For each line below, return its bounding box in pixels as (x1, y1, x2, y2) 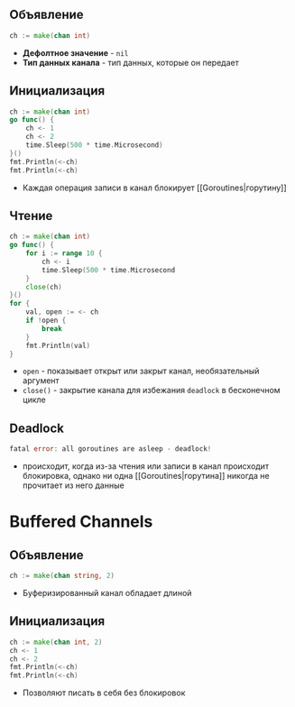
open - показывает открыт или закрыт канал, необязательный (22, 365, 260, 377)
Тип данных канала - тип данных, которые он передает (22, 57, 239, 68)
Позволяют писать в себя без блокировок (22, 687, 186, 698)
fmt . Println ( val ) (25, 341, 91, 350)
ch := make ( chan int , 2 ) (9, 638, 103, 647)
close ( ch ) (25, 282, 63, 291)
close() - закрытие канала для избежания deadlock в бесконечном (22, 385, 281, 396)
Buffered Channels (9, 511, 153, 532)
